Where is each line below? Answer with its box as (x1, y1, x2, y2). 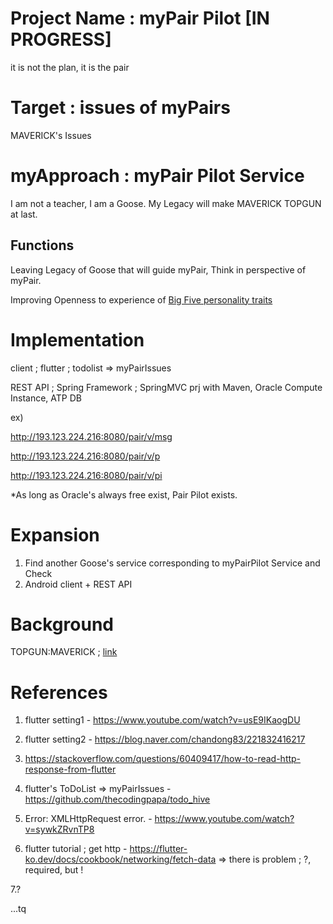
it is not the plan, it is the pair (10, 61, 130, 73)
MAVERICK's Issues (10, 129, 92, 141)
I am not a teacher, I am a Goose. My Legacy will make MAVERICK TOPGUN (10, 197, 322, 209)
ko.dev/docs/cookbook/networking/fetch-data (24, 853, 217, 866)
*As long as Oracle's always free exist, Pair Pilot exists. (10, 488, 238, 501)
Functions (10, 237, 75, 254)
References (10, 681, 108, 704)
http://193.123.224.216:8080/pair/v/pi (10, 469, 163, 481)
